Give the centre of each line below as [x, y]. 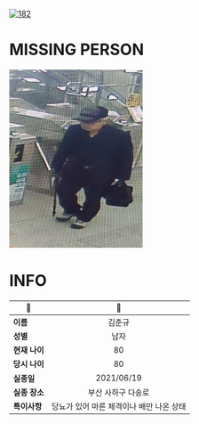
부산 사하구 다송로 [119, 392]
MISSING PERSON [77, 50]
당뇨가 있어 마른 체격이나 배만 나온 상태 [119, 406]
